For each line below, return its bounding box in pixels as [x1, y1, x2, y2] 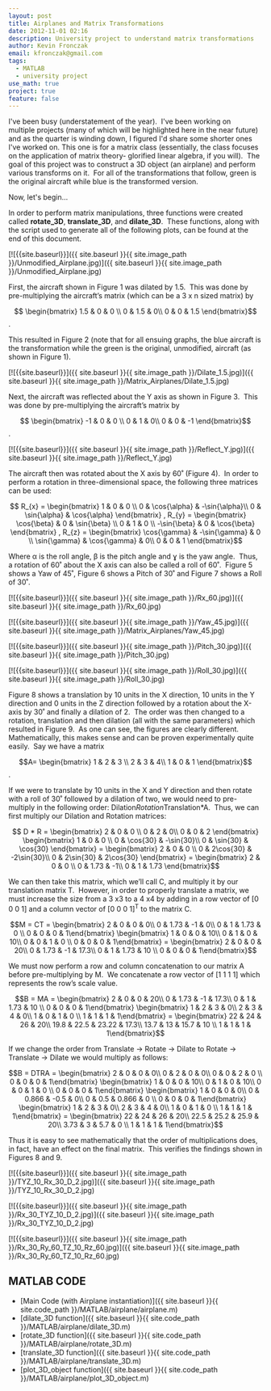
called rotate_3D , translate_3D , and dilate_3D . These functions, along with [8, 217, 260, 226]
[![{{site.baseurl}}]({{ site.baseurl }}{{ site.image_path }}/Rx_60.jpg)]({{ [8, 593, 244, 603]
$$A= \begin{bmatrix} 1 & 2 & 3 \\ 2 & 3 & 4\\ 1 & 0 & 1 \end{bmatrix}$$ [19, 757, 252, 767]
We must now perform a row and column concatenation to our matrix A [8, 961, 244, 971]
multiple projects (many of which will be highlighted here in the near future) [8, 125, 259, 135]
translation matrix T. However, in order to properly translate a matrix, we [8, 886, 250, 896]
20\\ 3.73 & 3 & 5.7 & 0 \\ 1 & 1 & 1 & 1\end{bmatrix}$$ [48, 1119, 223, 1129]
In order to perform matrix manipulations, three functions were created [8, 208, 244, 218]
